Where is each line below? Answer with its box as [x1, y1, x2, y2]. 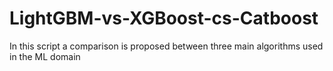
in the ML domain [9, 50, 81, 62]
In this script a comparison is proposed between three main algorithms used [9, 40, 324, 52]
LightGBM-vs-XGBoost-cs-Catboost [9, 7, 319, 30]
